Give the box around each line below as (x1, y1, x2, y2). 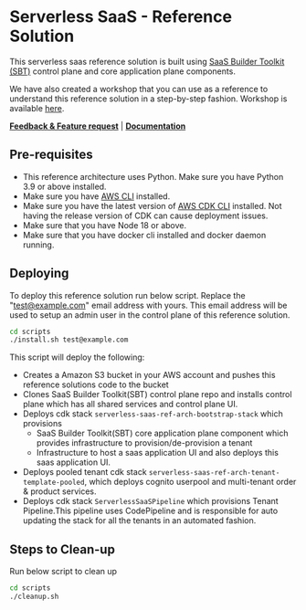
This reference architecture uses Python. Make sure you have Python (22, 171, 284, 182)
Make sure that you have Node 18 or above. (22, 219, 187, 230)
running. (22, 239, 55, 250)
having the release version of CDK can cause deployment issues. (22, 210, 269, 221)
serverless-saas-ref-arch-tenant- (149, 468, 280, 478)
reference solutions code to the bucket (22, 379, 169, 390)
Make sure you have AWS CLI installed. (22, 190, 171, 202)
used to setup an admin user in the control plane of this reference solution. (9, 309, 290, 321)
